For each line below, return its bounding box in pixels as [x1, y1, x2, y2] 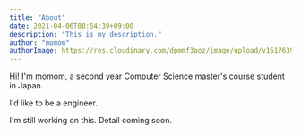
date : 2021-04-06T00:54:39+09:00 [9, 21, 134, 30]
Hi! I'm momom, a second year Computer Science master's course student [9, 71, 285, 81]
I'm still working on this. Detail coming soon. [9, 115, 173, 126]
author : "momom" [9, 38, 70, 47]
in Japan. [9, 80, 44, 91]
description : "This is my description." [9, 29, 163, 38]
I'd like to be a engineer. [9, 97, 99, 108]
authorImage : [9, 46, 58, 55]
